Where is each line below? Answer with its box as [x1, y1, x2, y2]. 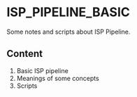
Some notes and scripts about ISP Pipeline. [6, 27, 131, 36]
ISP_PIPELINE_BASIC [6, 4, 130, 20]
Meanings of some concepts [16, 74, 99, 82]
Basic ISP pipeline [16, 66, 69, 75]
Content [6, 48, 43, 60]
